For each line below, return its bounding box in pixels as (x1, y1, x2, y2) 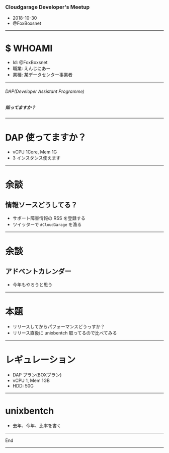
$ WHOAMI (5, 43, 53, 54)
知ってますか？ (5, 104, 36, 110)
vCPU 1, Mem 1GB (12, 377, 50, 383)
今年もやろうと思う (12, 281, 53, 288)
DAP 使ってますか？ (5, 132, 87, 143)
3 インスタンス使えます (12, 155, 61, 161)
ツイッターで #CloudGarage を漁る (12, 221, 82, 228)
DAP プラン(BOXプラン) (12, 372, 62, 378)
